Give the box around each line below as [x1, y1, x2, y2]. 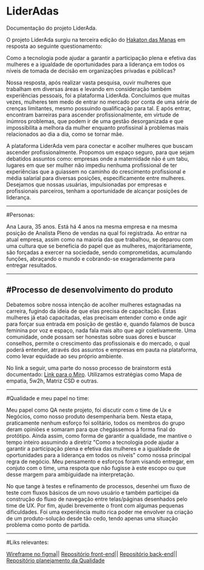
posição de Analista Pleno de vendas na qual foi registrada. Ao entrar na [6, 229, 187, 236]
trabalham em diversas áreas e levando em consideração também [6, 85, 172, 92]
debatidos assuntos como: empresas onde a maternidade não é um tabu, [6, 155, 189, 162]
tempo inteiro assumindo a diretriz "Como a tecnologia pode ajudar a [6, 438, 179, 446]
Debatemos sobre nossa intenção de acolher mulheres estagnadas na [6, 301, 182, 308]
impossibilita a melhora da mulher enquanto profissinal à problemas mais [6, 124, 189, 131]
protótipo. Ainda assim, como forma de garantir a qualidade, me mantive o [6, 432, 192, 439]
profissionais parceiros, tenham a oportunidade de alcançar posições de [6, 187, 188, 195]
